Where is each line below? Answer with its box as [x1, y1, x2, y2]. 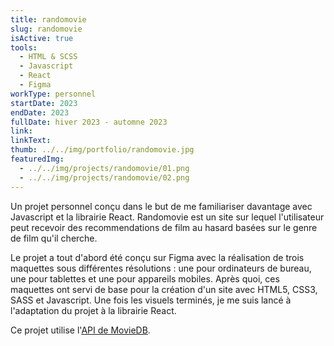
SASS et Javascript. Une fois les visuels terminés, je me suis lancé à [10, 294, 292, 306]
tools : [10, 42, 38, 53]
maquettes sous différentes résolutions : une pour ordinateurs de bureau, [10, 262, 312, 274]
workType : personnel [10, 89, 97, 99]
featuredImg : [10, 154, 65, 164]
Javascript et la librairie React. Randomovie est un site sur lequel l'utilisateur [10, 211, 325, 223]
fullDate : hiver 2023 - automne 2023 [10, 117, 168, 127]
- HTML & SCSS [19, 52, 78, 62]
